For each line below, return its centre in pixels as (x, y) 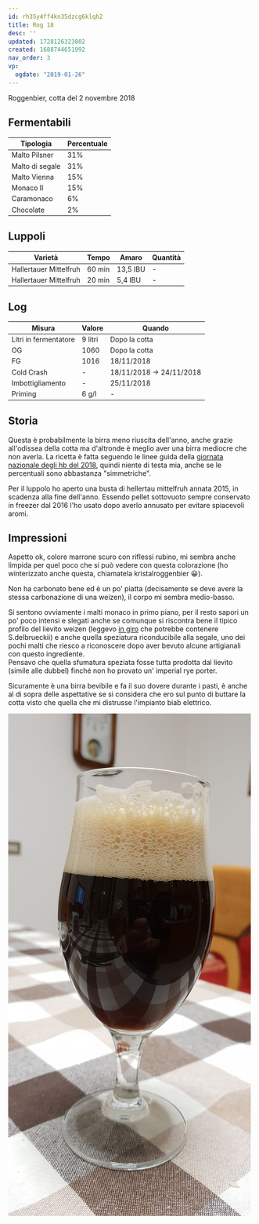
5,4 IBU (129, 280)
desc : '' (22, 33)
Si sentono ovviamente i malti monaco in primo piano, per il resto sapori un (128, 612)
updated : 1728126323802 (47, 42)
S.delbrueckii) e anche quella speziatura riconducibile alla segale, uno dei (127, 638)
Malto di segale (36, 166)
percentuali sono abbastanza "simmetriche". (79, 473)
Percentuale (87, 144)
